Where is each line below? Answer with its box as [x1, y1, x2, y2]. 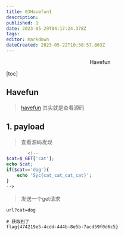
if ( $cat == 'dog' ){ [6, 167, 49, 173]
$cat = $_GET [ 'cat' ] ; [6, 156, 55, 162]
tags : [6, 31, 20, 37]
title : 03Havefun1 [6, 8, 52, 15]
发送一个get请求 [20, 195, 61, 202]
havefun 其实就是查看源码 [20, 104, 85, 111]
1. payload [6, 122, 45, 132]
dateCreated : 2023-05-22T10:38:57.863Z [6, 42, 106, 48]
